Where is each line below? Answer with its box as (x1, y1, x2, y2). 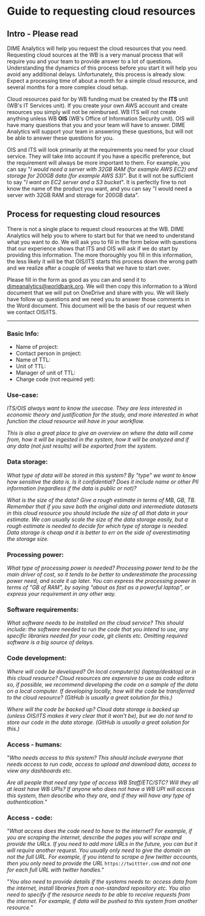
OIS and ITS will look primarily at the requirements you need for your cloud (7, 146, 194, 153)
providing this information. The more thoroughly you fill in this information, (7, 251, 193, 259)
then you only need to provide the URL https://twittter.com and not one (7, 860, 191, 867)
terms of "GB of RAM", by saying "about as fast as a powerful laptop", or (7, 584, 190, 591)
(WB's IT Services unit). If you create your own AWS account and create (7, 102, 188, 109)
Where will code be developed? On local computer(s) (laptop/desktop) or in (7, 668, 196, 675)
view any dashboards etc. (7, 767, 72, 774)
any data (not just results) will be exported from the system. (7, 442, 158, 449)
